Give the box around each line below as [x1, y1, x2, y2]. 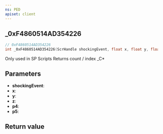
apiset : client [5, 12, 36, 17]
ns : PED [5, 7, 21, 12]
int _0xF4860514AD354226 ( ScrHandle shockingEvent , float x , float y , [5, 47, 149, 52]
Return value [5, 122, 45, 131]
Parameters [5, 70, 41, 78]
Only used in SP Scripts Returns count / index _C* [5, 56, 105, 62]
